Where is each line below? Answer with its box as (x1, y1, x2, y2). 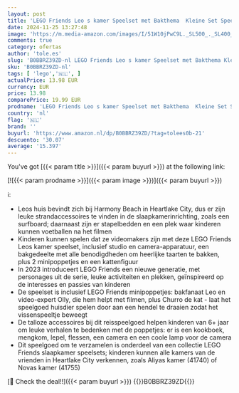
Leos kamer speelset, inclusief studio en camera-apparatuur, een (17, 243, 210, 251)
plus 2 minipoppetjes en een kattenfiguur (17, 258, 139, 266)
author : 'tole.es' (7, 51, 62, 58)
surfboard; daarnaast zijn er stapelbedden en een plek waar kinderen (17, 220, 221, 229)
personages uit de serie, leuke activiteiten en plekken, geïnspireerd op (17, 273, 224, 281)
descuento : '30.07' (7, 136, 65, 143)
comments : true (7, 37, 53, 44)
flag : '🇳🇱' (7, 116, 43, 123)
